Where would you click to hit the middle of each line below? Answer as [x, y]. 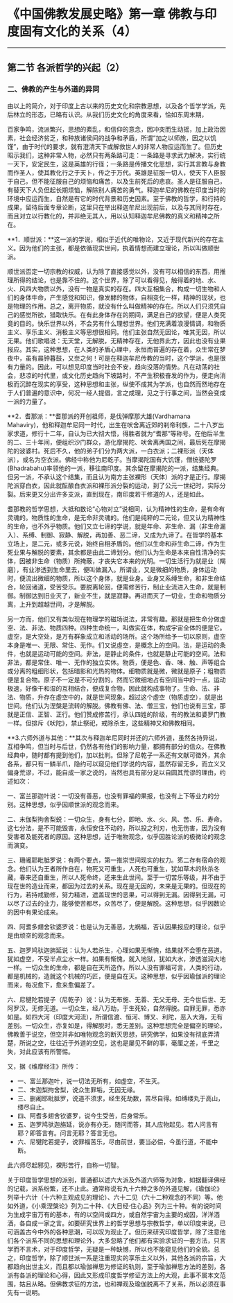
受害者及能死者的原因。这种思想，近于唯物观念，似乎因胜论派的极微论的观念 [116, 836]
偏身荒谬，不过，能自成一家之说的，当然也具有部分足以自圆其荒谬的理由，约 [116, 772]
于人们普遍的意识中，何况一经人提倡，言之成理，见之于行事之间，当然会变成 [116, 392]
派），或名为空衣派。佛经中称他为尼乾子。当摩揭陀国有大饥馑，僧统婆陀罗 [112, 459]
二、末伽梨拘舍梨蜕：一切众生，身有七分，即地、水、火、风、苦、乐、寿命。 [116, 819]
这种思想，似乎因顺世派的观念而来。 [71, 804]
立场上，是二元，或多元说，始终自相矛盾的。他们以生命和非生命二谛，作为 [113, 543]
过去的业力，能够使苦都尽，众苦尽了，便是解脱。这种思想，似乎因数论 [126, 903]
